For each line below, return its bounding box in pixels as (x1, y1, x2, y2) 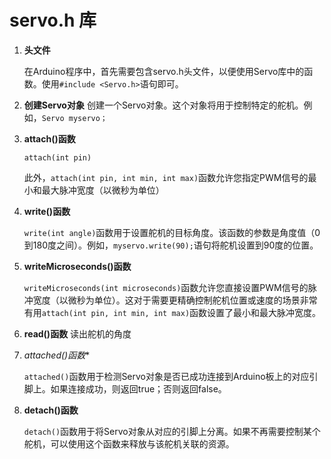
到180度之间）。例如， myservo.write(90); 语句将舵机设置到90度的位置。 (23, 239, 319, 251)
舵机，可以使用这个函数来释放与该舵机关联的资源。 (23, 437, 235, 450)
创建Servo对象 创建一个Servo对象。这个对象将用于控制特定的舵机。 (23, 99, 304, 111)
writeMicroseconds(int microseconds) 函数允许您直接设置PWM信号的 (23, 281, 309, 293)
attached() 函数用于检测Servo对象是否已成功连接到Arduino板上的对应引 (23, 370, 319, 382)
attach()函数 (23, 132, 76, 145)
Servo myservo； (41, 113, 108, 123)
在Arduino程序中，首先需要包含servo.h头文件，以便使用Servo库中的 (23, 65, 305, 77)
